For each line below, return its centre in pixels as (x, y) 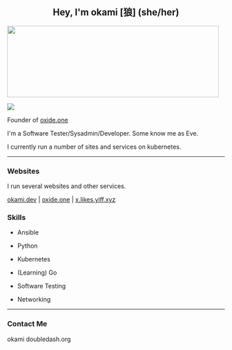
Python (27, 246)
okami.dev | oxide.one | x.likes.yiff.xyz (61, 200)
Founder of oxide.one (38, 120)
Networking (34, 300)
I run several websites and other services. (67, 186)
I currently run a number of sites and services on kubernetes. (94, 147)
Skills (17, 218)
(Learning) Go (37, 273)
